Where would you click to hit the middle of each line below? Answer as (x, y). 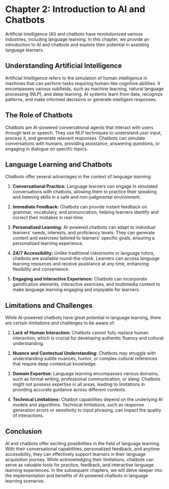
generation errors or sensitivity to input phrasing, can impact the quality (87, 410)
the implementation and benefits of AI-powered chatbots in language (77, 475)
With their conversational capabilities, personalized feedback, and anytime (82, 449)
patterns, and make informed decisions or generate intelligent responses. (81, 99)
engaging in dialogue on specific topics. (47, 149)
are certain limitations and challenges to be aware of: (60, 323)
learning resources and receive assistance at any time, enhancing (81, 264)
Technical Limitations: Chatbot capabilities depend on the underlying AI (88, 399)
